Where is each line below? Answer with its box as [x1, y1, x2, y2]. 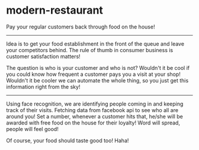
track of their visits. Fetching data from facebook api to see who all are [6, 106, 179, 113]
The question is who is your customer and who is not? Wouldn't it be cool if [6, 64, 190, 71]
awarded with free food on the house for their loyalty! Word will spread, [6, 119, 181, 126]
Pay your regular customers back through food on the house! [6, 23, 155, 30]
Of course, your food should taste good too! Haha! [6, 137, 129, 144]
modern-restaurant [6, 4, 104, 17]
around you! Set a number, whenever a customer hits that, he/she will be [6, 113, 184, 120]
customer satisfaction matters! [6, 53, 81, 60]
